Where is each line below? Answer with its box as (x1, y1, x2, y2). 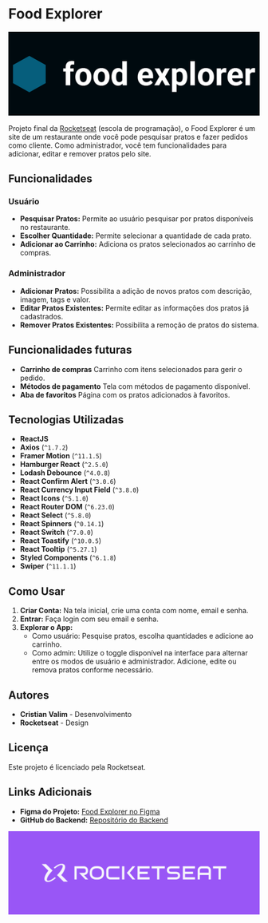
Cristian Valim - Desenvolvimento (19, 710, 132, 719)
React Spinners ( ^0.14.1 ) (19, 519, 104, 529)
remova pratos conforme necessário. (31, 665, 154, 675)
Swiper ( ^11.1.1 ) (19, 561, 77, 571)
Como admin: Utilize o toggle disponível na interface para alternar (31, 648, 249, 658)
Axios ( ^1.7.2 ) (19, 442, 69, 452)
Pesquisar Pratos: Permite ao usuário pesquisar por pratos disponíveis (19, 214, 254, 224)
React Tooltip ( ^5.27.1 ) (19, 545, 97, 554)
